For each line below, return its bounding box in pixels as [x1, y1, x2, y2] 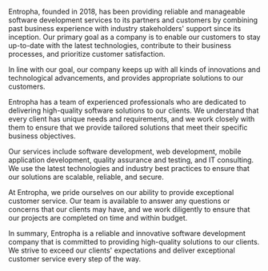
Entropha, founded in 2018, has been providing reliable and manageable [8, 7, 246, 16]
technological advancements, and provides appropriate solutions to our [8, 74, 244, 82]
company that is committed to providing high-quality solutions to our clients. [8, 237, 260, 246]
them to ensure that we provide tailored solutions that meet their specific [8, 123, 248, 132]
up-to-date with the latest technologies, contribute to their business [8, 41, 232, 50]
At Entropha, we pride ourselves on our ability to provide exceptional [8, 188, 234, 197]
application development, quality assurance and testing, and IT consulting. [8, 155, 254, 165]
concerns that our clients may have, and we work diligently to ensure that [8, 205, 250, 214]
